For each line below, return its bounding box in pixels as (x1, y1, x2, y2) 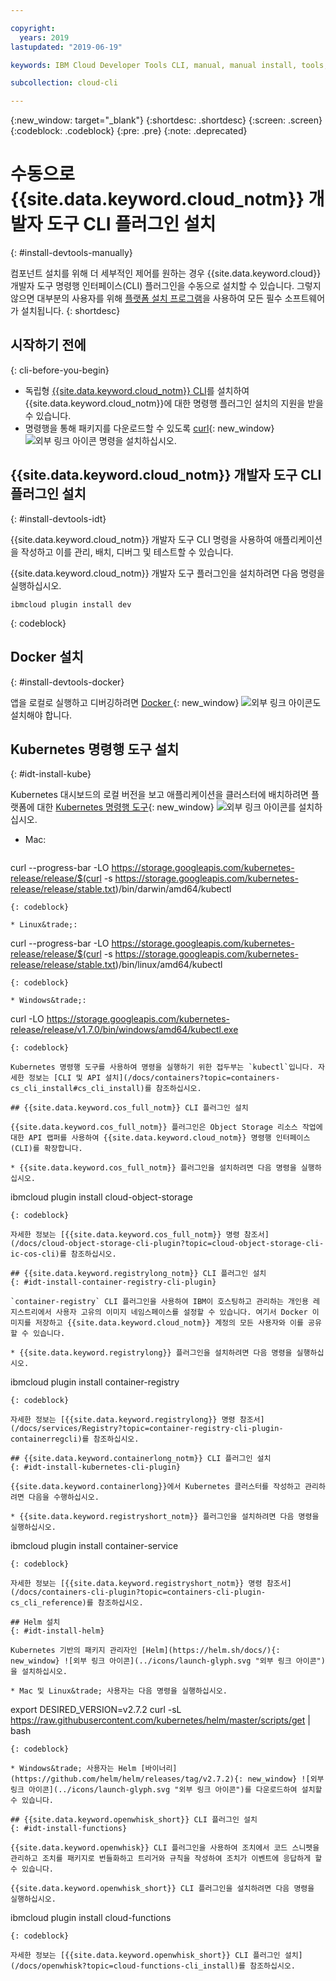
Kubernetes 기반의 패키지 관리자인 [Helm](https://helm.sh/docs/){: (10, 1646, 281, 1656)
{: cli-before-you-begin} (10, 364, 110, 376)
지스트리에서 (10, 1307, 52, 1318)
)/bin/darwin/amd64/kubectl (114, 883, 232, 895)
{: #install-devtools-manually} (10, 247, 133, 259)
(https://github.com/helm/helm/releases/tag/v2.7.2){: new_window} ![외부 (10, 1774, 325, 1785)
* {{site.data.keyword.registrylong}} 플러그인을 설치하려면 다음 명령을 (10, 1348, 293, 1358)
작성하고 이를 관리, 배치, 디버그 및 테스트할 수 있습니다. (20, 546, 234, 558)
